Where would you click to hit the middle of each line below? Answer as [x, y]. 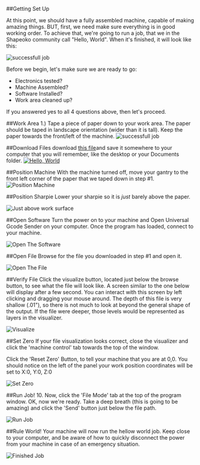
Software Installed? [39, 94]
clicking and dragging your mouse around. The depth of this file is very [94, 298]
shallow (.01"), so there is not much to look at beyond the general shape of [98, 305]
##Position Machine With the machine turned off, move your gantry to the [97, 172]
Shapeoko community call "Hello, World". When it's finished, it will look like [99, 39]
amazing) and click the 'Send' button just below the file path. [81, 408]
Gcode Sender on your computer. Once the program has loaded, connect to [100, 226]
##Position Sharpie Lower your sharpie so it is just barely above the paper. [98, 197]
